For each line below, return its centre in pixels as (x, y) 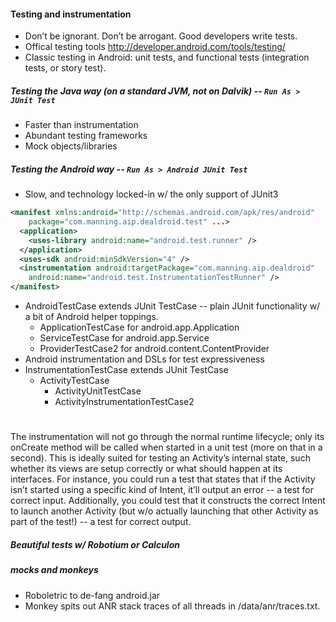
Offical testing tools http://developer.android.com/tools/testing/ (155, 47)
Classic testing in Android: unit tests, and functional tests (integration (167, 57)
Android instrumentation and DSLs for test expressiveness (144, 359)
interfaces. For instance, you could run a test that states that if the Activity (163, 479)
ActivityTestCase (74, 381)
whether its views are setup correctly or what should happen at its (146, 469)
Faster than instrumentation (81, 125)
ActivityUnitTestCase (98, 391)
